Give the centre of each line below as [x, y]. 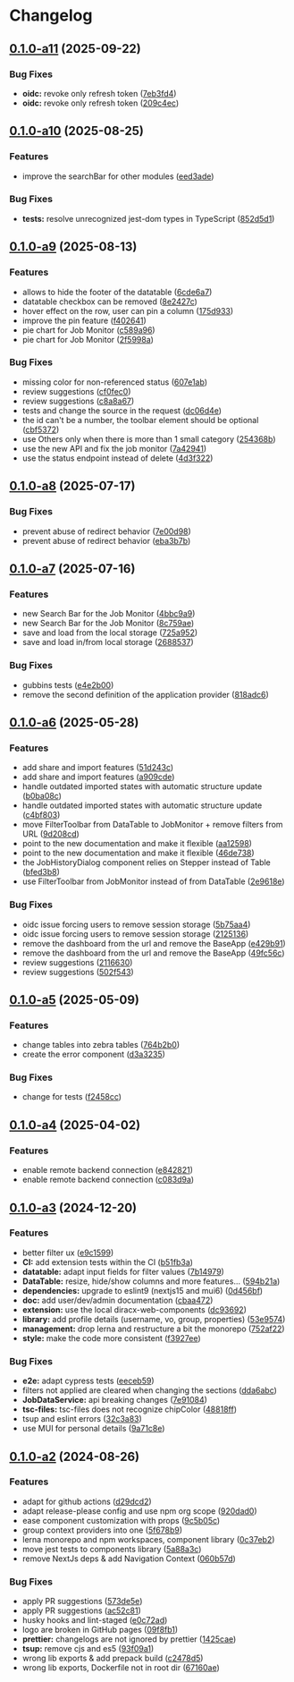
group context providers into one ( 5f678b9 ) [102, 1530]
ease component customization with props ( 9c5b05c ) [121, 1520]
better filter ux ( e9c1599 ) [68, 1253]
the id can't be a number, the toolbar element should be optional [140, 420]
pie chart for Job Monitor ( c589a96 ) [88, 330]
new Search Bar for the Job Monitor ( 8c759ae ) [108, 624]
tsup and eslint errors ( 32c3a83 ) [82, 1419]
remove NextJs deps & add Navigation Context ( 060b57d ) [129, 1559]
